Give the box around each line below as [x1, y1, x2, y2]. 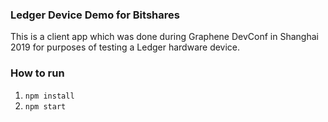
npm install [24, 91, 75, 101]
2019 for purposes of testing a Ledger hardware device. [10, 41, 241, 53]
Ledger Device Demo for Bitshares [10, 8, 180, 22]
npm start [24, 101, 67, 112]
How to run [10, 66, 65, 80]
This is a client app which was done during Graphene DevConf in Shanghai [10, 31, 319, 43]
